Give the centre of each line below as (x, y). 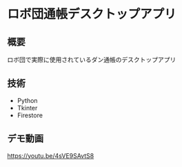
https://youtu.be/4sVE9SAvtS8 (51, 155)
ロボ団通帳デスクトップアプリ (92, 14)
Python (27, 100)
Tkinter (27, 108)
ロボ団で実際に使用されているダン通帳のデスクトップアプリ (92, 60)
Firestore (30, 115)
